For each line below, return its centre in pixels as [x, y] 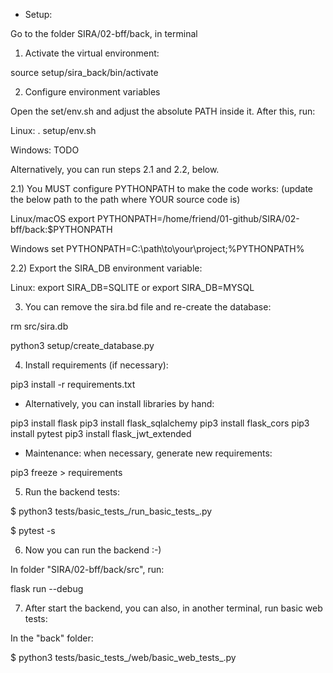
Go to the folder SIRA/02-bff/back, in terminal [104, 33]
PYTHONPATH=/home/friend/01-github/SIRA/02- [198, 218]
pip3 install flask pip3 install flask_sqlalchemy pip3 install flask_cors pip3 [160, 423]
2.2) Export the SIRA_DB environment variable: [106, 268]
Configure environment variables [92, 92]
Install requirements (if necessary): [96, 365]
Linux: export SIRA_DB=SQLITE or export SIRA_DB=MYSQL [132, 287]
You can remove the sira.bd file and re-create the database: [148, 307]
